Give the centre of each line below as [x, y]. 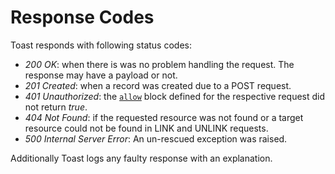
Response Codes [82, 17]
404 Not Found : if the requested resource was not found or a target [164, 117]
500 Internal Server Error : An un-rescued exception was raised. [156, 138]
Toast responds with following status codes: [101, 45]
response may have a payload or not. [101, 75]
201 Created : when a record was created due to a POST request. [158, 85]
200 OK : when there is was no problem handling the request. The [159, 64]
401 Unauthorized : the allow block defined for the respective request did [175, 96]
